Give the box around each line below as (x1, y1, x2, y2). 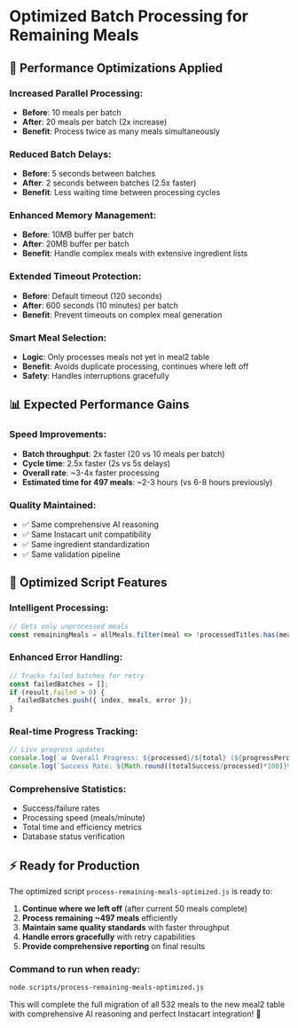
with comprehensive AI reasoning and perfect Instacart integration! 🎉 (9, 1008, 262, 1019)
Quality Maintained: (9, 498, 97, 511)
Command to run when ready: (9, 963, 140, 976)
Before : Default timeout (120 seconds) (21, 290, 162, 301)
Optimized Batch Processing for (9, 6, 248, 27)
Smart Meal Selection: (9, 331, 107, 343)
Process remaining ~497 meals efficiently (21, 913, 178, 923)
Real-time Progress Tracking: (9, 726, 138, 738)
